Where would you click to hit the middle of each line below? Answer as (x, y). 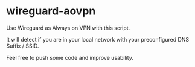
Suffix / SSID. (23, 46)
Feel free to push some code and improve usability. (70, 57)
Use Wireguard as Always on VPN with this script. (68, 28)
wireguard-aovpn (51, 11)
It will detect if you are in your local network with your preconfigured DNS (98, 39)
